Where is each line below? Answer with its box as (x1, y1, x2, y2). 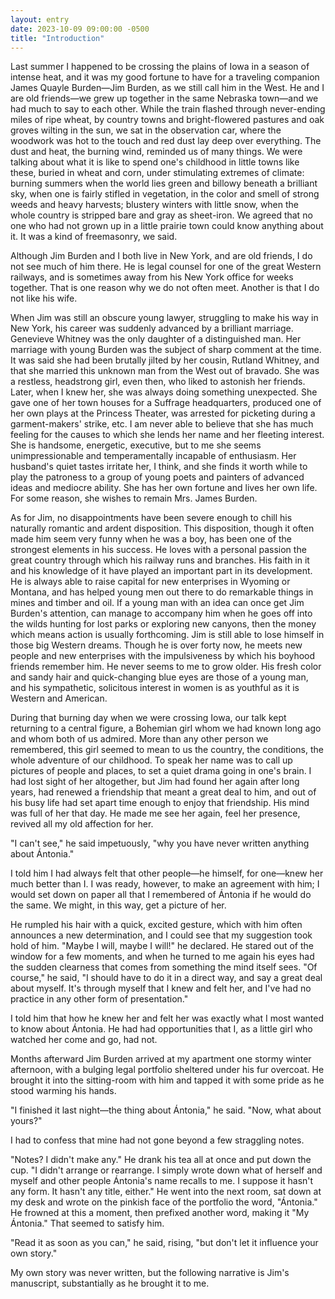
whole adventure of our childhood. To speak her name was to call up (10, 754, 293, 766)
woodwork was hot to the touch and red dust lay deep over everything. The (10, 135, 322, 147)
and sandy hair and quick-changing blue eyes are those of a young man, (10, 671, 309, 683)
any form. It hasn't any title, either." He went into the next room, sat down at (10, 1186, 322, 1198)
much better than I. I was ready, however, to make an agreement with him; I (10, 878, 320, 890)
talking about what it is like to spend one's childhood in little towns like (10, 156, 300, 168)
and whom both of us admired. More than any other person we (10, 733, 269, 745)
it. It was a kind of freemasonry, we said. (10, 231, 178, 243)
